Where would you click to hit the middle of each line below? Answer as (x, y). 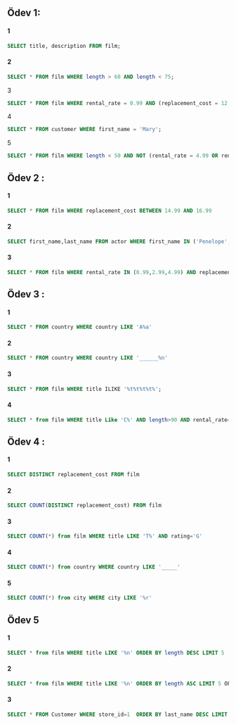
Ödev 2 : (26, 178)
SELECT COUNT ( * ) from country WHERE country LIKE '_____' (94, 567)
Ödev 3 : (26, 294)
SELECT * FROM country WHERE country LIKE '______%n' (88, 358)
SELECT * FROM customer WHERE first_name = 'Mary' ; (84, 130)
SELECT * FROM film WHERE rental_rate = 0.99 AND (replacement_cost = (113, 103)
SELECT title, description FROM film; (64, 46)
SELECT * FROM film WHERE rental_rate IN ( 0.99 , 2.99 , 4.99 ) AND (102, 272)
